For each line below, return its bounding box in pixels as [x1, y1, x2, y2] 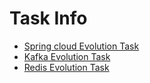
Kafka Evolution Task [23, 50, 111, 62]
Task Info [9, 7, 88, 30]
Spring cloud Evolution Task [23, 40, 140, 52]
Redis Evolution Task [23, 61, 110, 73]
